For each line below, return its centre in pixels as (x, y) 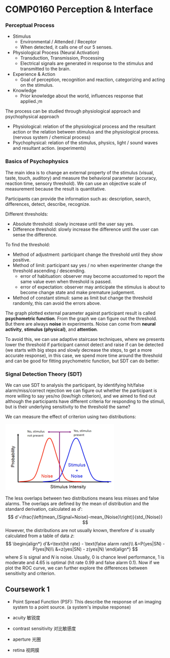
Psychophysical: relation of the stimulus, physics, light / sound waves (85, 143)
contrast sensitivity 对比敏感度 (44, 628)
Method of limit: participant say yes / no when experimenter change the (87, 265)
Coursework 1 (27, 589)
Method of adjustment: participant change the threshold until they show (88, 254)
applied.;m (31, 101)
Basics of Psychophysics (37, 162)
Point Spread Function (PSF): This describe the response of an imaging (87, 601)
